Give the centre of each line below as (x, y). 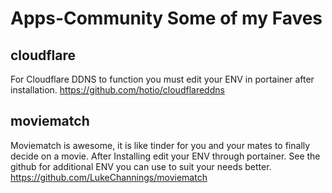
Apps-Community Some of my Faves (166, 18)
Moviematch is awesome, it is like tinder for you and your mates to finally (160, 145)
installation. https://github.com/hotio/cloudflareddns (117, 90)
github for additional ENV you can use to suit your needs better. (141, 166)
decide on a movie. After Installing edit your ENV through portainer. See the (165, 156)
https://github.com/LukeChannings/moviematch (109, 177)
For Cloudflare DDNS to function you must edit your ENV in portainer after (162, 79)
